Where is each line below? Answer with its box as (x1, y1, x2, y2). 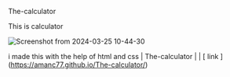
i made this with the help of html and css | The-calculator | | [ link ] (8, 52, 224, 61)
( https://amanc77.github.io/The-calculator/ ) (8, 60, 148, 69)
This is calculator (8, 22, 64, 30)
